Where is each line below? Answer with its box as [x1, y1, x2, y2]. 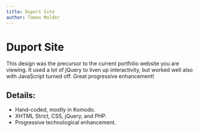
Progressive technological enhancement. [14, 119, 116, 126]
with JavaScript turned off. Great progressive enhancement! [6, 73, 155, 80]
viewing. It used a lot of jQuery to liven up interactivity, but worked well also [6, 67, 193, 74]
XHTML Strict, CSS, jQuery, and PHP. [14, 112, 107, 120]
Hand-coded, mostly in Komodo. [14, 106, 96, 113]
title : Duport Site [6, 8, 55, 15]
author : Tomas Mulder [6, 14, 61, 20]
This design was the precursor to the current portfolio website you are [6, 60, 180, 67]
